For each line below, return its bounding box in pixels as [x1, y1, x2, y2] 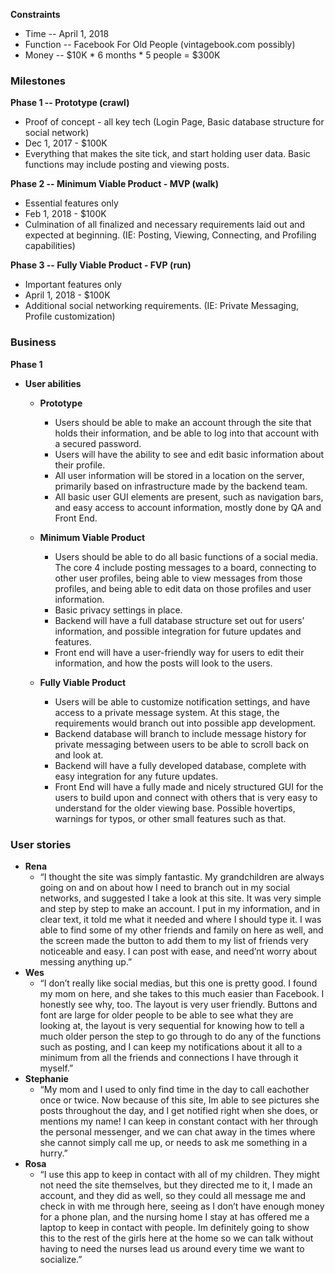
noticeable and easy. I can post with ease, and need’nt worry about [39, 945, 317, 957]
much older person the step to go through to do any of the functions [39, 1030, 322, 1042]
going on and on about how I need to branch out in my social [39, 881, 290, 893]
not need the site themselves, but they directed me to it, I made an [39, 1179, 313, 1191]
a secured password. [54, 437, 142, 449]
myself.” [39, 1062, 74, 1074]
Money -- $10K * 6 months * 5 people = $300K [24, 49, 221, 61]
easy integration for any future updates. [54, 770, 219, 782]
